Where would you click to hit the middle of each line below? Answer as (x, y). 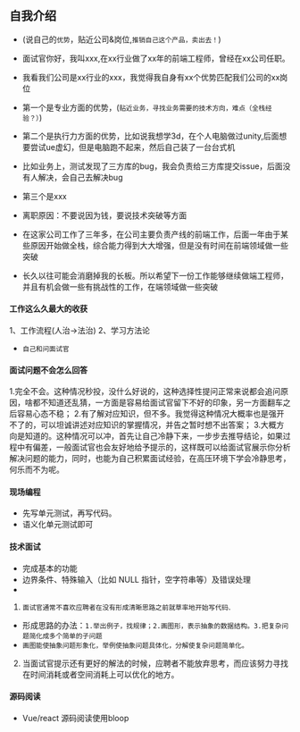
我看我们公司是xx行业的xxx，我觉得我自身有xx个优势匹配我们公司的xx (151, 77)
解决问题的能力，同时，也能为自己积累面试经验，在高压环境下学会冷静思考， (150, 459)
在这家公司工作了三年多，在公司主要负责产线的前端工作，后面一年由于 (151, 234)
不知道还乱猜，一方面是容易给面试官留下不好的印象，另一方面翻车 (161, 403)
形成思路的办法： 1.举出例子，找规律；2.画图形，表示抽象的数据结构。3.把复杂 (152, 625)
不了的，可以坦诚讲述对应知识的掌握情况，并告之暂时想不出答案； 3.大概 (143, 425)
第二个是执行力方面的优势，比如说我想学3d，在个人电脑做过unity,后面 (150, 136)
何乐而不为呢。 (37, 470)
